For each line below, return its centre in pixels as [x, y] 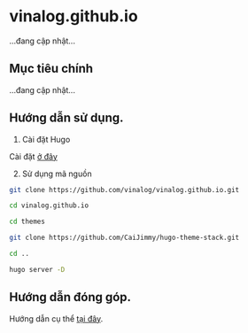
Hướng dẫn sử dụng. [66, 118]
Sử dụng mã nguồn [57, 174]
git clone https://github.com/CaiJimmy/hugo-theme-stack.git [124, 238]
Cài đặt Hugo [46, 139]
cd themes [27, 222]
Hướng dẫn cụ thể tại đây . [56, 318]
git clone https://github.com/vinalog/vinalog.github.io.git [124, 190]
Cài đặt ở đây [33, 156]
